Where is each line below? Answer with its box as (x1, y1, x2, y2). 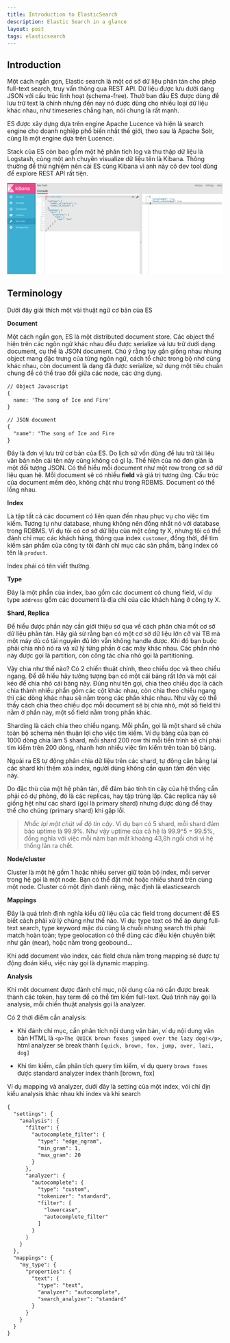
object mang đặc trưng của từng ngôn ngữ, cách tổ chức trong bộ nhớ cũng (7, 354, 221, 363)
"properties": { (25, 1268, 72, 1275)
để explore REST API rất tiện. (7, 169, 89, 178)
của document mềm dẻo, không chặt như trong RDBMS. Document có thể (7, 478, 216, 486)
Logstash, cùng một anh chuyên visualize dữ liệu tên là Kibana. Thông (7, 155, 205, 163)
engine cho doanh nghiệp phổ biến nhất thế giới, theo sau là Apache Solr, (7, 127, 214, 135)
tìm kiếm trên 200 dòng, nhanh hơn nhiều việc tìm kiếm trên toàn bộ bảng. (7, 743, 216, 751)
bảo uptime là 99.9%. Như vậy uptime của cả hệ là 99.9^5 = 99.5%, (23, 827, 215, 835)
